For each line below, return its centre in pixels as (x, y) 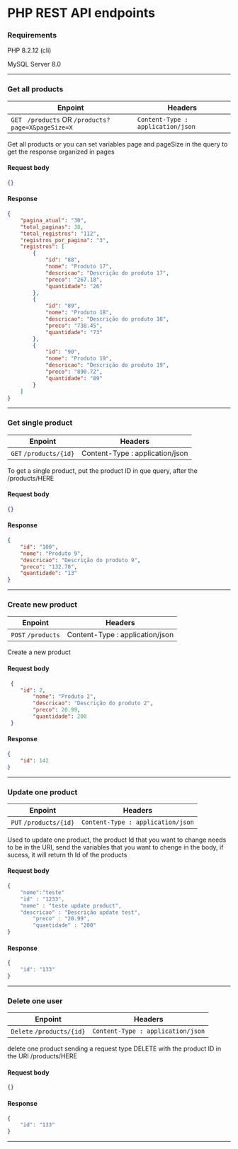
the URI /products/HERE (42, 1056)
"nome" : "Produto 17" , (79, 267)
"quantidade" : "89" (74, 378)
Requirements (32, 35)
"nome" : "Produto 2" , (65, 697)
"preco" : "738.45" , (74, 326)
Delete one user (35, 1001)
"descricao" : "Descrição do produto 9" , (80, 560)
